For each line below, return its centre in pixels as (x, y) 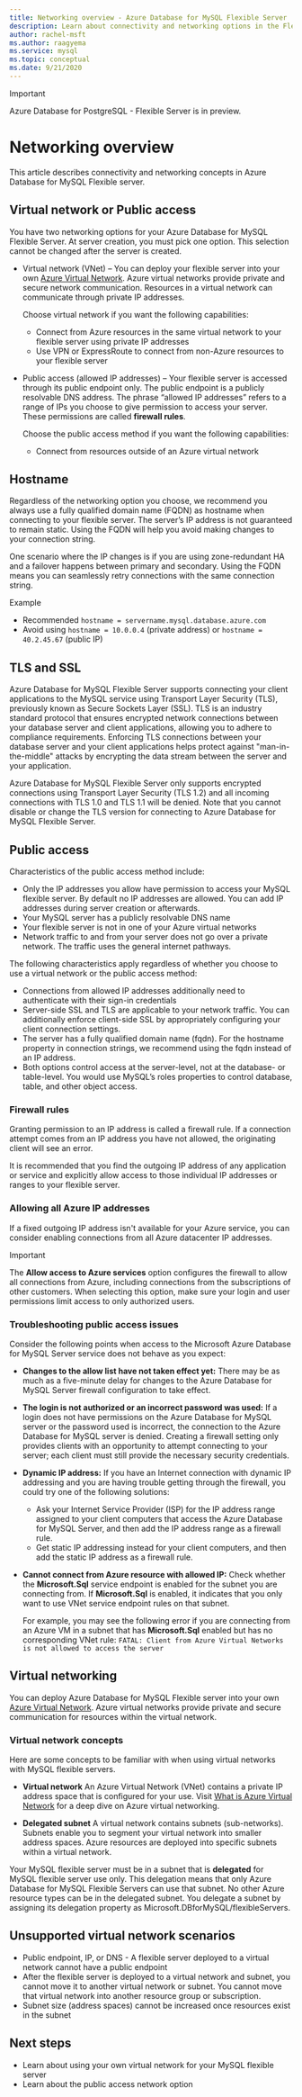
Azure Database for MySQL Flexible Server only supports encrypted (135, 783)
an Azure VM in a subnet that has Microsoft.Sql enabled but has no (147, 1630)
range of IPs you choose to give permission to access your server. (145, 407)
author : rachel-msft (48, 34)
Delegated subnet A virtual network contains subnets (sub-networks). (153, 1823)
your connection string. (53, 539)
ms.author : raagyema (48, 43)
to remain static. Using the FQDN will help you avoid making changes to (142, 530)
